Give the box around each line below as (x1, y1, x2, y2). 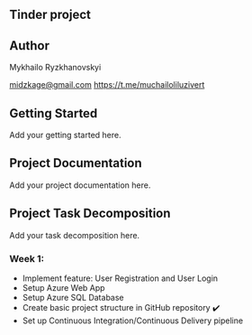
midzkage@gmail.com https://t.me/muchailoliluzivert (9, 79, 205, 90)
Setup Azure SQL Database (22, 292, 124, 302)
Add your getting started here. (9, 130, 121, 141)
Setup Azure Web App (22, 282, 105, 293)
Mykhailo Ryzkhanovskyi (9, 62, 102, 73)
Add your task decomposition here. (9, 229, 140, 240)
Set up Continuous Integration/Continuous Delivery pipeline (22, 315, 244, 326)
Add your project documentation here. (9, 180, 151, 191)
